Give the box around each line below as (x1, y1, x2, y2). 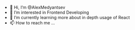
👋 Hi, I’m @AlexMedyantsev (9, 5, 66, 10)
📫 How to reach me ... (9, 20, 55, 26)
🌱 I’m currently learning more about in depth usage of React (9, 15, 130, 20)
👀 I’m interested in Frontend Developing (9, 10, 89, 15)
